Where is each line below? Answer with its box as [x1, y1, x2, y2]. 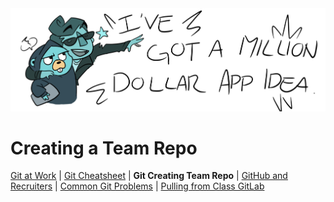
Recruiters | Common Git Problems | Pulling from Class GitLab [10, 180, 265, 192]
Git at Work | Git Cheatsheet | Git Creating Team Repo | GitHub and [10, 170, 288, 182]
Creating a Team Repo [10, 137, 198, 159]
